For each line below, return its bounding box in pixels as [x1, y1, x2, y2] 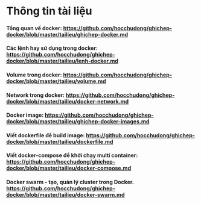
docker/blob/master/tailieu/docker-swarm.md [6, 191, 125, 198]
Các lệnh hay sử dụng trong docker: [6, 45, 98, 52]
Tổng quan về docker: [6, 24, 62, 31]
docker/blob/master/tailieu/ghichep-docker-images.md [6, 118, 150, 125]
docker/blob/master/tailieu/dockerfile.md [6, 138, 113, 145]
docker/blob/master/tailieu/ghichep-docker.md [6, 31, 129, 38]
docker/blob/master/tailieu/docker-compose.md [6, 164, 132, 172]
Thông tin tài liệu [6, 4, 92, 18]
